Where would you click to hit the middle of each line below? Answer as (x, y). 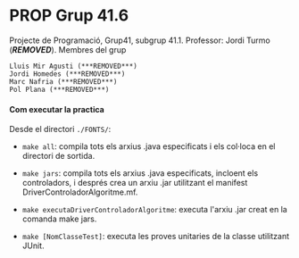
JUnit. (33, 246)
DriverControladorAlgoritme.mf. (80, 192)
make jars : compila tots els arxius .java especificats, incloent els (140, 173)
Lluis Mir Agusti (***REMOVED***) (74, 66)
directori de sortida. (58, 156)
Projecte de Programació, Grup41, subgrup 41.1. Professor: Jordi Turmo (140, 40)
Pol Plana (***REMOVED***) (59, 89)
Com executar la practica (57, 109)
